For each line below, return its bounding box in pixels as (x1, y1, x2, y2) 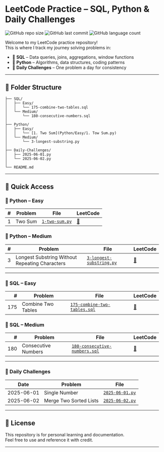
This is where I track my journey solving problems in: (5, 45, 111, 50)
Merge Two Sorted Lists (43, 397, 99, 404)
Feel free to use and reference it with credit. (5, 437, 94, 443)
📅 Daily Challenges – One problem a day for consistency (12, 65, 127, 70)
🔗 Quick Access (5, 182, 54, 191)
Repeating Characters (15, 260, 66, 267)
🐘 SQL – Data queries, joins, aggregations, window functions (12, 54, 134, 60)
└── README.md (5, 165, 34, 170)
